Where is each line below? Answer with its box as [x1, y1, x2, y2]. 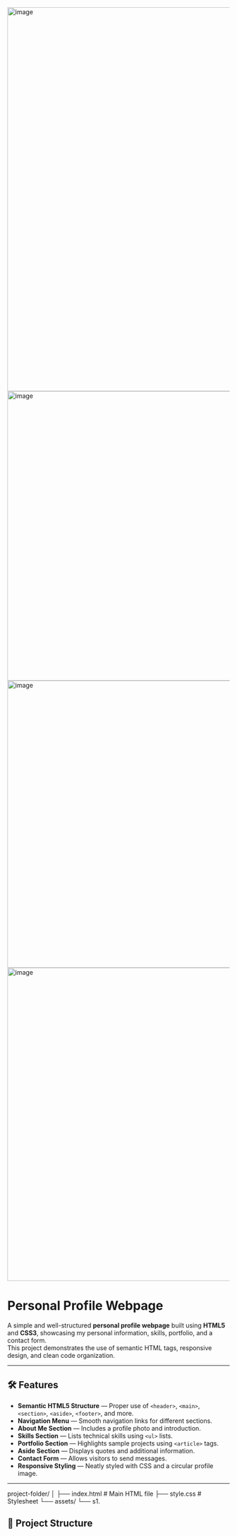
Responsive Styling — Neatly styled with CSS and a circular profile [17, 1461, 214, 1470]
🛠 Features [7, 1379, 59, 1391]
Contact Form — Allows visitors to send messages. [17, 1454, 167, 1462]
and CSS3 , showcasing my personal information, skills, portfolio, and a [7, 1328, 213, 1337]
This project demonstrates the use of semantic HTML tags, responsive [7, 1343, 212, 1352]
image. [17, 1469, 38, 1477]
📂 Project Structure [7, 1518, 93, 1530]
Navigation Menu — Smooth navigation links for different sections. [17, 1417, 213, 1425]
